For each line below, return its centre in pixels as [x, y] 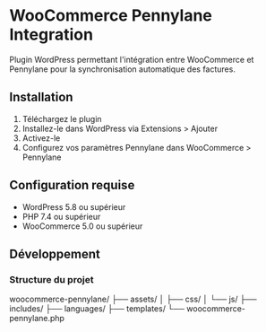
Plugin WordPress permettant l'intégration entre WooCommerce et [132, 59]
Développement [55, 253]
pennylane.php [37, 319]
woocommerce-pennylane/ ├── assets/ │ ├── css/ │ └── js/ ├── [133, 299]
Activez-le [41, 138]
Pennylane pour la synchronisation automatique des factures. [122, 69]
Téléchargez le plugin [62, 118]
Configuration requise [72, 185]
